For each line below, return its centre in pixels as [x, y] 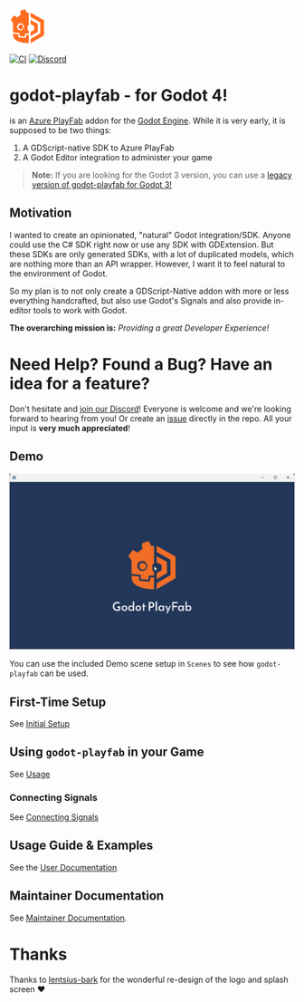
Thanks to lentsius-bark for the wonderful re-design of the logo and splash [149, 979]
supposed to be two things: [60, 130]
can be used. [64, 673]
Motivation [41, 213]
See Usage [30, 774]
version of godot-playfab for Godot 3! [101, 184]
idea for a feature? [80, 383]
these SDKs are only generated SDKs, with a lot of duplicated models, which [152, 254]
